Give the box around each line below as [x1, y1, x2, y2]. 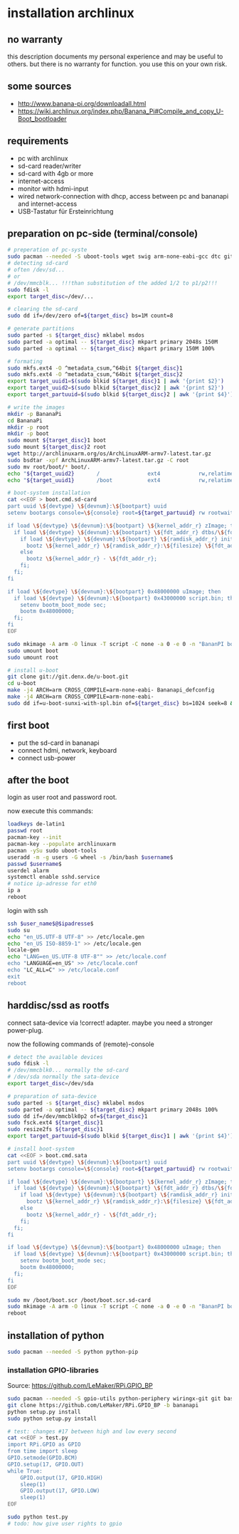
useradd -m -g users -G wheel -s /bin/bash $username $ [7, 853, 174, 861]
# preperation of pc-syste [7, 246, 87, 254]
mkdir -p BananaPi [7, 410, 62, 417]
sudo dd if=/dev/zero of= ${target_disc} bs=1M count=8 [7, 312, 174, 320]
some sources [7, 80, 72, 93]
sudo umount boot [7, 647, 59, 654]
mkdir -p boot [7, 430, 50, 437]
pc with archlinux [17, 154, 69, 162]
